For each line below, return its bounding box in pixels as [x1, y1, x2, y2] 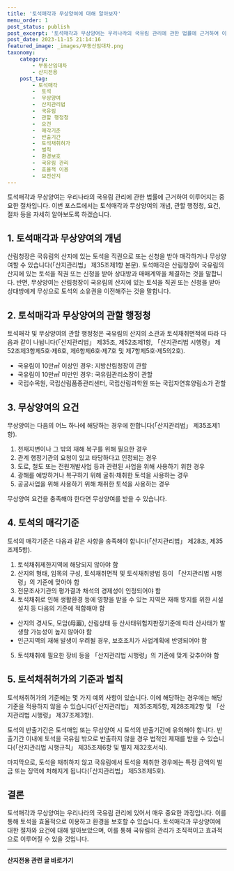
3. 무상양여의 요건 [7, 401, 79, 413]
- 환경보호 [32, 153, 61, 161]
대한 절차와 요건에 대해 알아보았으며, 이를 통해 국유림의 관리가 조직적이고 [7, 826, 204, 835]
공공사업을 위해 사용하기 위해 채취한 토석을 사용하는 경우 [17, 479, 171, 488]
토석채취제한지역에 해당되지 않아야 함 [17, 560, 118, 569]
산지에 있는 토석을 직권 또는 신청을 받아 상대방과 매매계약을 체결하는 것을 [7, 269, 204, 278]
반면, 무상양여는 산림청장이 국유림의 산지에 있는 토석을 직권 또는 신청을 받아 [16, 278, 221, 287]
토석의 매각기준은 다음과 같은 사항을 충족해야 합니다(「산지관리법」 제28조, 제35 [7, 537, 224, 545]
